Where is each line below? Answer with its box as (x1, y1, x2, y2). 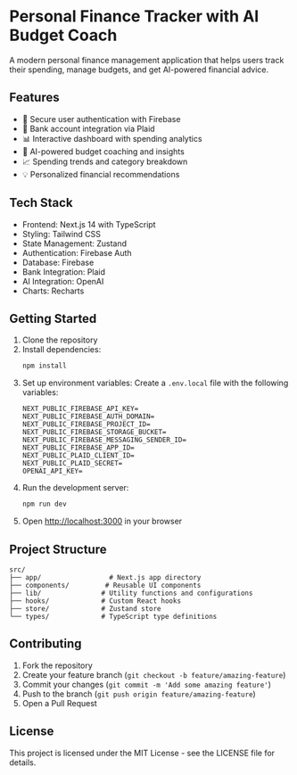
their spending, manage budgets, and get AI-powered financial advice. (9, 64, 269, 75)
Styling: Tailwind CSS (21, 228, 101, 239)
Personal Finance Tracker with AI (9, 6, 260, 27)
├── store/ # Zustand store (9, 604, 162, 613)
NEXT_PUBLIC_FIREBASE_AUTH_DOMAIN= (21, 412, 155, 421)
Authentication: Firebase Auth (21, 247, 132, 258)
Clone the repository (21, 334, 98, 345)
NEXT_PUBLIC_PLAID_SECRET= (21, 459, 123, 468)
